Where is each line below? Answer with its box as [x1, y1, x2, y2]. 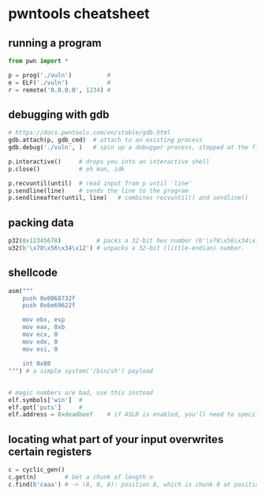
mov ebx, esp [22, 316, 65, 324]
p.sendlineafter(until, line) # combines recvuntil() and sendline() [8, 194, 248, 202]
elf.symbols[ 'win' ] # [8, 396, 83, 404]
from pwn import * [8, 57, 69, 65]
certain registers [8, 445, 92, 458]
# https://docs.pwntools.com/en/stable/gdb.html [8, 129, 171, 137]
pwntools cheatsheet [8, 5, 150, 23]
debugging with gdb [8, 107, 110, 121]
